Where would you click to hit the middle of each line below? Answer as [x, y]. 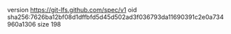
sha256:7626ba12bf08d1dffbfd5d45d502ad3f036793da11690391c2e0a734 [116, 17]
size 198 [49, 24]
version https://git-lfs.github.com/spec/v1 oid [72, 10]
